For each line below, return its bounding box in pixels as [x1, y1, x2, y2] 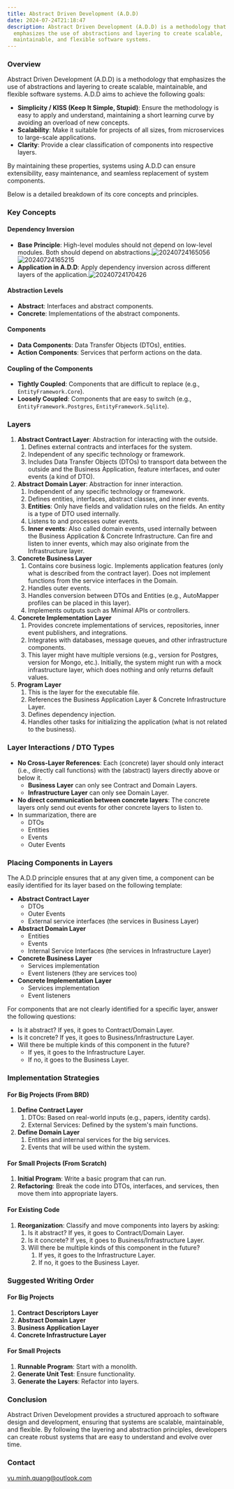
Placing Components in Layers [7, 857, 113, 867]
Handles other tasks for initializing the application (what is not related [27, 718, 228, 726]
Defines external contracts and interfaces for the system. [27, 443, 193, 451]
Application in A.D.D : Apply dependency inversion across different [17, 263, 211, 271]
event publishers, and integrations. [27, 629, 128, 637]
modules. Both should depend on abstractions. [17, 248, 152, 256]
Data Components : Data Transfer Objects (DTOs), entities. [17, 341, 187, 349]
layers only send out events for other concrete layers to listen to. [17, 803, 203, 811]
